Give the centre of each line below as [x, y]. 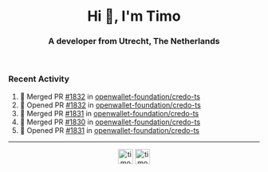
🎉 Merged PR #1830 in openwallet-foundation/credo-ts [110, 122]
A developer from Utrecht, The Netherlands [134, 41]
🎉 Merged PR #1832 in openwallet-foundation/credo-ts [110, 96]
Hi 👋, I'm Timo [134, 16]
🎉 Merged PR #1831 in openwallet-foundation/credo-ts [109, 113]
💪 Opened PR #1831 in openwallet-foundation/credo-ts [110, 130]
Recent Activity [39, 79]
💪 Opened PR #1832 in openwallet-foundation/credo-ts [110, 105]
